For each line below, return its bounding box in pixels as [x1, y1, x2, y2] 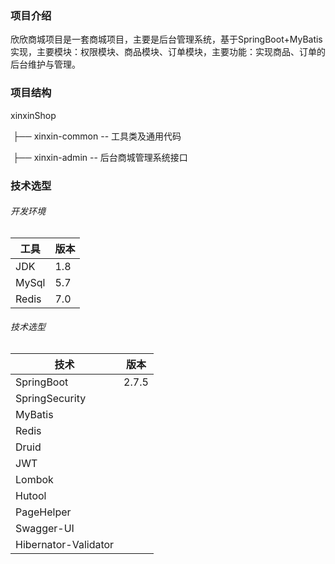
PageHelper [15, 505, 72, 519]
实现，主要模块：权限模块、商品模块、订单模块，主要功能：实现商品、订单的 [10, 46, 326, 58]
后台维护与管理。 [10, 58, 81, 71]
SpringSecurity [15, 391, 87, 405]
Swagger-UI [15, 521, 75, 535]
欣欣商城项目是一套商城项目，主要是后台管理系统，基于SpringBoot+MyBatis [10, 33, 323, 46]
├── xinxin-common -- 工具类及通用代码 [12, 130, 182, 142]
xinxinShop [10, 109, 57, 121]
